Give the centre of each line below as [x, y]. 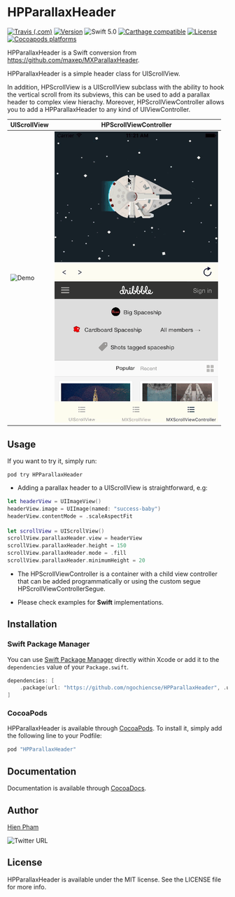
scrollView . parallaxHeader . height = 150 [67, 546]
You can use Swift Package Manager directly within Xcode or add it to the [113, 659]
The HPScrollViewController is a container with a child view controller [117, 574]
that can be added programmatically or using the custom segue [109, 581]
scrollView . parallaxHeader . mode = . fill [67, 553]
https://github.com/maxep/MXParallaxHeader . [73, 59]
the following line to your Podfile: [55, 736]
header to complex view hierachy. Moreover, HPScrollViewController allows [116, 101]
